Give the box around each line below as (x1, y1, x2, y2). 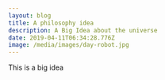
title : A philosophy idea (8, 19, 94, 27)
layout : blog (8, 11, 52, 20)
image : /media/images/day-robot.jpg (8, 41, 129, 49)
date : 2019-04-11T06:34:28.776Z (8, 33, 115, 42)
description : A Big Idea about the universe (8, 26, 158, 34)
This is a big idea (8, 63, 64, 72)
